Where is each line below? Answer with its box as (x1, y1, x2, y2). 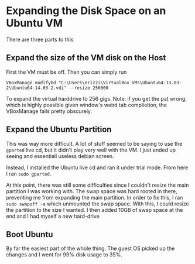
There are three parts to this (6, 36, 74, 43)
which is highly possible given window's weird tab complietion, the (6, 101, 167, 108)
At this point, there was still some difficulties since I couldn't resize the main (6, 181, 189, 188)
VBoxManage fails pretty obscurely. (6, 107, 93, 115)
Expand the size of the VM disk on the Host (6, 53, 166, 63)
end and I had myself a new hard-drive (6, 212, 100, 220)
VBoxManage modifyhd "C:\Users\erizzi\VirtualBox (6, 80, 130, 85)
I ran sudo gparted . (6, 170, 52, 177)
